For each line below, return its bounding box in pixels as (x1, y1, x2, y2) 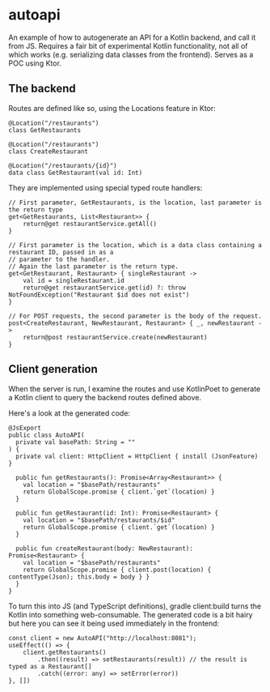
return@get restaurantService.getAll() (23, 220, 158, 228)
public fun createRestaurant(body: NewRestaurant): (15, 545, 194, 553)
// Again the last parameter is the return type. (8, 262, 179, 271)
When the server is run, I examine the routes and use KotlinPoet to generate (8, 383, 261, 394)
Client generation (8, 362, 99, 376)
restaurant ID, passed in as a (8, 248, 114, 256)
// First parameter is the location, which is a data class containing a (8, 241, 263, 249)
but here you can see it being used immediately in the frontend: (8, 618, 220, 628)
